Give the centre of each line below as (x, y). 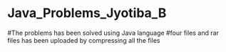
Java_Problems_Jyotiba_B (87, 13)
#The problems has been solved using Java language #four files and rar (113, 33)
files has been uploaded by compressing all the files (84, 40)
